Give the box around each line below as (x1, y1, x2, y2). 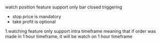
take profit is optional (12, 19, 56, 24)
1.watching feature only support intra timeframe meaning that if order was (5, 28, 157, 34)
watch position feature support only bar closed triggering (5, 4, 123, 10)
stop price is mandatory (12, 14, 61, 19)
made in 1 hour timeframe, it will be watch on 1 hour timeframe (5, 34, 133, 39)
